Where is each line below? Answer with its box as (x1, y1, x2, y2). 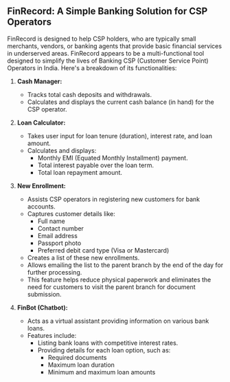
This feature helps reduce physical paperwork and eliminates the (27, 275, 211, 284)
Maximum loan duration (47, 361, 115, 369)
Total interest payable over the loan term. (37, 161, 154, 169)
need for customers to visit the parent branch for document (27, 282, 196, 291)
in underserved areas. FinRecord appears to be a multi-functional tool (7, 49, 205, 57)
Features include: (27, 331, 77, 339)
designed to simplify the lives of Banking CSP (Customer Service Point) (7, 56, 209, 65)
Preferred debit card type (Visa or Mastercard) (37, 246, 170, 254)
